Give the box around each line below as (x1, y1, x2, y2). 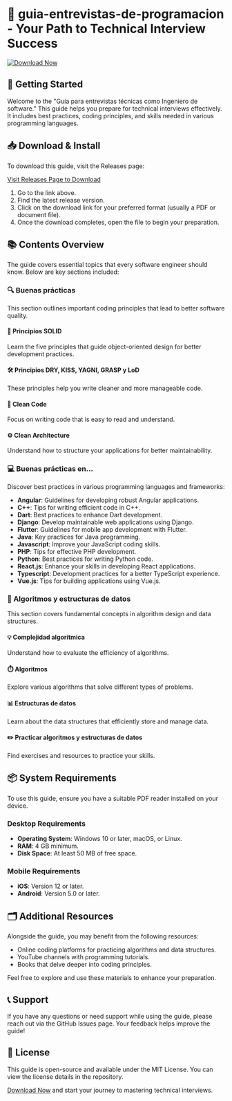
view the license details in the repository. (7, 1072, 124, 1081)
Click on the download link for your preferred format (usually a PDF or (17, 203, 216, 212)
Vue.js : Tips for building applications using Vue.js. (17, 577, 161, 585)
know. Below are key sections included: (7, 268, 119, 276)
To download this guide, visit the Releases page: (7, 162, 145, 170)
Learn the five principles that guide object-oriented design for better (7, 342, 202, 351)
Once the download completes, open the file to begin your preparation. (17, 218, 220, 226)
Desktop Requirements (7, 819, 86, 829)
